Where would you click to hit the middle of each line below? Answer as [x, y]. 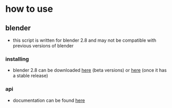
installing [17, 59]
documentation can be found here [49, 100]
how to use [29, 9]
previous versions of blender [43, 46]
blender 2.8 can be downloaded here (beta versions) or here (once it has [90, 70]
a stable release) [30, 76]
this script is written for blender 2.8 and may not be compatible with [84, 40]
